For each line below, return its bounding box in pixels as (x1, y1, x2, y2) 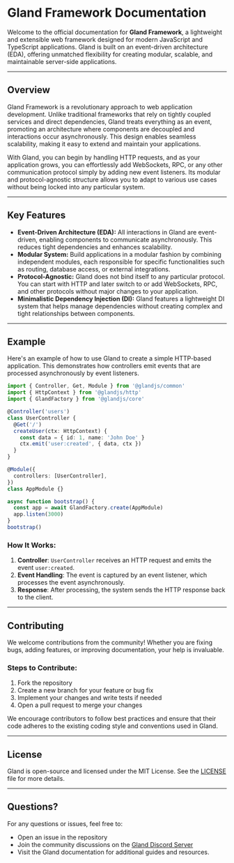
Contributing (7, 619, 64, 631)
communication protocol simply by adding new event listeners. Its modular (7, 168, 221, 176)
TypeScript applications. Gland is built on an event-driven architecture (7, 42, 208, 51)
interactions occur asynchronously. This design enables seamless (7, 132, 196, 141)
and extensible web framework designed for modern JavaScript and (7, 35, 203, 43)
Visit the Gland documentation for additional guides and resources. (17, 848, 210, 856)
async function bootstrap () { (7, 498, 95, 505)
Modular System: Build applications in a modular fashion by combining (17, 250, 221, 258)
